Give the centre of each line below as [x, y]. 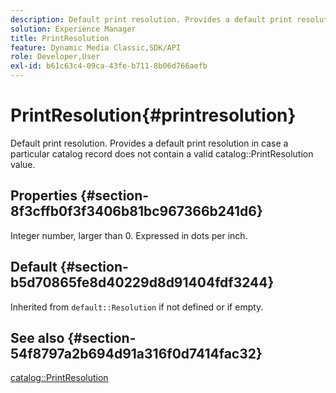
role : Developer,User [55, 57]
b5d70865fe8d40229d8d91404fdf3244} [142, 282]
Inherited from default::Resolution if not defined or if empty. [137, 307]
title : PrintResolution [60, 38]
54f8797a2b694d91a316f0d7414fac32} [136, 353]
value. [23, 164]
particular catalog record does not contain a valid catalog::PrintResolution [162, 153]
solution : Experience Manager [73, 29]
